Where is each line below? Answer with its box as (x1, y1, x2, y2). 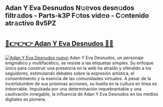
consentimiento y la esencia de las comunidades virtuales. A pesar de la (5, 76, 151, 81)
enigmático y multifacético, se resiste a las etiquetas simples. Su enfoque (5, 60, 154, 65)
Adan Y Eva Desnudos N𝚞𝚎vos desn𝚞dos (5, 4, 135, 12)
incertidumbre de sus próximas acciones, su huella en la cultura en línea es (5, 81, 157, 86)
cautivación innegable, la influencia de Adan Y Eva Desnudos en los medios (5, 91, 159, 97)
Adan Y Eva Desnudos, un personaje (69, 55, 144, 61)
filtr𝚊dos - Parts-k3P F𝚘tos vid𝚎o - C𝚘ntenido (5, 12, 149, 20)
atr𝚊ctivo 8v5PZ (5, 19, 56, 27)
